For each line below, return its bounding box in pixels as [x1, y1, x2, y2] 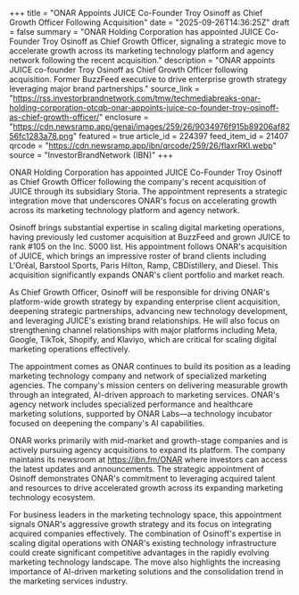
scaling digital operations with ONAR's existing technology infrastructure [9, 538, 277, 548]
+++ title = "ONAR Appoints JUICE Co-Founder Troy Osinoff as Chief [9, 8, 263, 18]
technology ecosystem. [9, 492, 96, 502]
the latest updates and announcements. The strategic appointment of [9, 464, 265, 474]
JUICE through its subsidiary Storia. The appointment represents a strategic [9, 186, 288, 196]
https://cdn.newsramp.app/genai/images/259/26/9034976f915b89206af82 [12, 121, 290, 132]
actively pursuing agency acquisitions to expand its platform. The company [9, 445, 286, 455]
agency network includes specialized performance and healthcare [9, 399, 253, 409]
